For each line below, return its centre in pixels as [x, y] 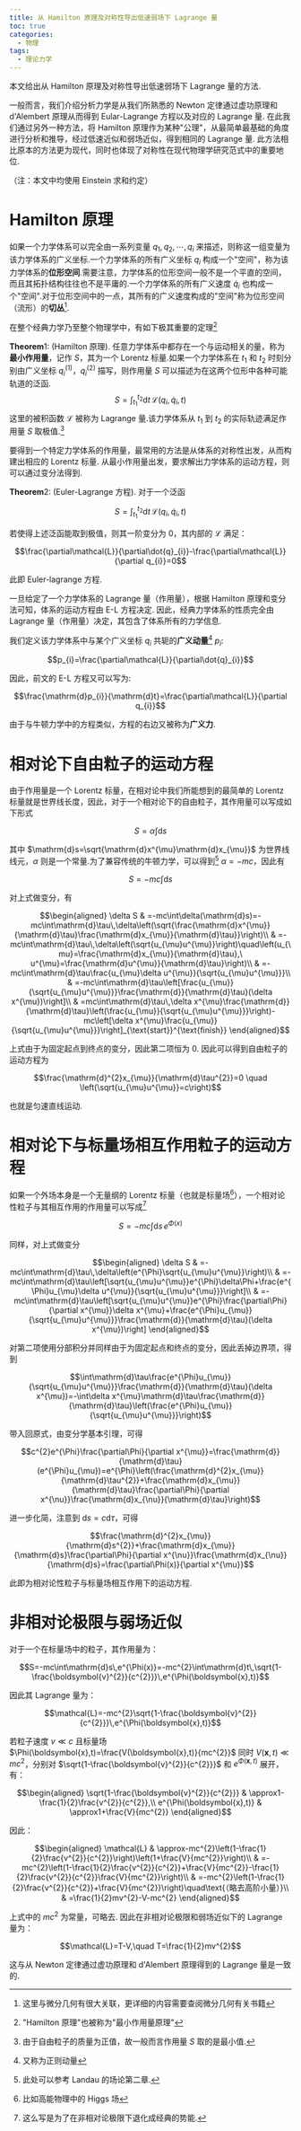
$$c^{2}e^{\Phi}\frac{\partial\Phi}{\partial [98, 1451]
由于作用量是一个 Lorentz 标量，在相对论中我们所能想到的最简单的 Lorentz [146, 790]
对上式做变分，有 [41, 897]
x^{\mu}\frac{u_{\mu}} [176, 1020]
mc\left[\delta [108, 1020]
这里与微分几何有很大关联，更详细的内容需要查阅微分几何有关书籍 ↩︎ [148, 2003]
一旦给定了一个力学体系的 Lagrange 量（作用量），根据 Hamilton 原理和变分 [148, 598]
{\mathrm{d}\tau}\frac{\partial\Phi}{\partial [150, 1489]
